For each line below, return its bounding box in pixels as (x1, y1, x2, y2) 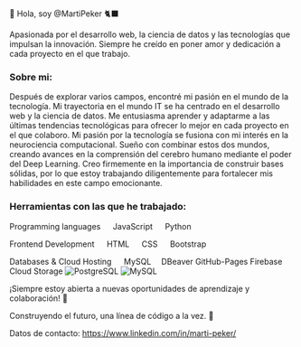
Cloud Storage (9, 266, 63, 277)
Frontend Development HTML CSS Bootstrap (9, 239, 207, 249)
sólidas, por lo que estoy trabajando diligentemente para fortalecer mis (9, 168, 274, 179)
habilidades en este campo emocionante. (9, 178, 163, 189)
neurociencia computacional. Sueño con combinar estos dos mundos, (9, 139, 270, 150)
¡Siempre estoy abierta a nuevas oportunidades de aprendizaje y (9, 283, 250, 294)
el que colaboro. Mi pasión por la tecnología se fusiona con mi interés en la (9, 130, 289, 141)
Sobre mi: (9, 70, 52, 83)
